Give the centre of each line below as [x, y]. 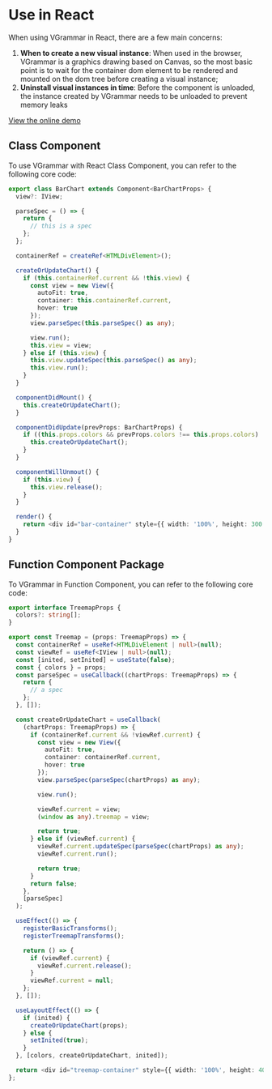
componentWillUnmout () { [57, 472]
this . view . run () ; [59, 368]
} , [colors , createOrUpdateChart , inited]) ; [92, 1056]
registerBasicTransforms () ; [70, 929]
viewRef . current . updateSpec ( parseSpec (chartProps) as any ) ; [141, 847]
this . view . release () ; [66, 487]
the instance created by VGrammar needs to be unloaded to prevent [134, 96]
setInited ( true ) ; [59, 1040]
